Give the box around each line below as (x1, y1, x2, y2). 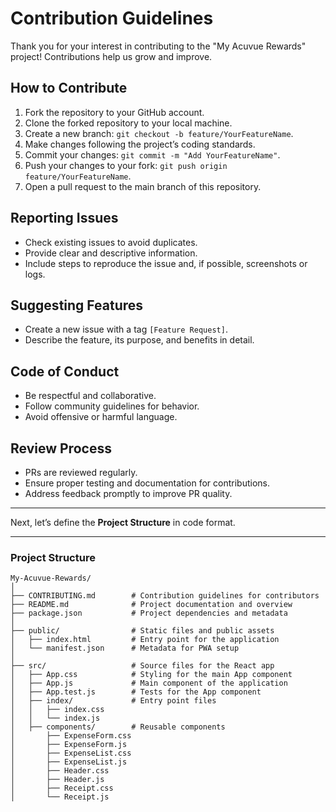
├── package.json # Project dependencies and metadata (10, 608, 288, 619)
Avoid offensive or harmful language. (24, 411, 178, 423)
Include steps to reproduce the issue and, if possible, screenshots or (24, 257, 308, 269)
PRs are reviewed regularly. (24, 467, 138, 478)
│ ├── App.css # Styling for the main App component (10, 670, 293, 680)
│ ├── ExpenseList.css (10, 748, 132, 759)
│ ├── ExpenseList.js (10, 757, 128, 767)
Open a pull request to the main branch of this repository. (24, 180, 262, 192)
